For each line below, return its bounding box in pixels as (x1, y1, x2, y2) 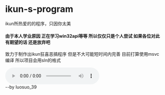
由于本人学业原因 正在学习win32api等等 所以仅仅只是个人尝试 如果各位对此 (5, 33, 160, 39)
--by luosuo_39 (5, 84, 37, 90)
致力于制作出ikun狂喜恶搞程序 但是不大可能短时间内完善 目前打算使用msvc (5, 51, 159, 57)
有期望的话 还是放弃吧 (5, 39, 51, 45)
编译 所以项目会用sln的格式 (5, 57, 61, 63)
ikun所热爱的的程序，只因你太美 (5, 20, 71, 26)
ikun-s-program (5, 3, 74, 15)
